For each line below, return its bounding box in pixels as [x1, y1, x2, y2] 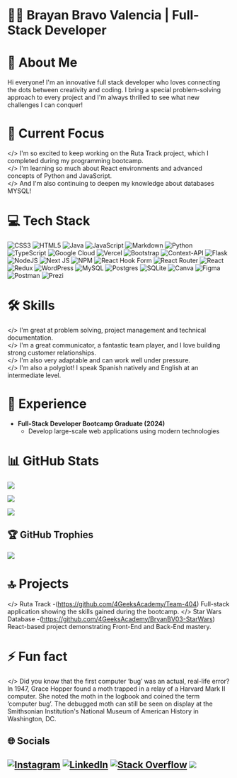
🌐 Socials [7, 735, 51, 747]
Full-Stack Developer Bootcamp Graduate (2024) [17, 419, 165, 428]
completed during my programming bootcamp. [7, 157, 144, 165]
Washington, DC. [7, 714, 57, 723]
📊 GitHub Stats [7, 453, 100, 469]
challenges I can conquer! [7, 101, 83, 109]
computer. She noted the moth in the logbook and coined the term [7, 691, 200, 700]
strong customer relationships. [7, 348, 97, 357]
